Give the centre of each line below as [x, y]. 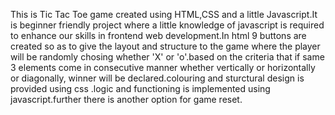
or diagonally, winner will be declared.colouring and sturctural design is [157, 78]
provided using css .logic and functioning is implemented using [140, 88]
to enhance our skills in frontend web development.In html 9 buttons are [158, 35]
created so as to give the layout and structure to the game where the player [165, 46]
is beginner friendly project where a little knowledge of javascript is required [167, 25]
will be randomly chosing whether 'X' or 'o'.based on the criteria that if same [167, 57]
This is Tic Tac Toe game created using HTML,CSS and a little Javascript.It [164, 14]
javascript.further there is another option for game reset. [126, 99]
